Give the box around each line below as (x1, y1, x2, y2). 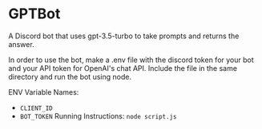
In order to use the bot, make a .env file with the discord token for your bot (8, 55, 254, 64)
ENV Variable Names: (8, 87, 79, 96)
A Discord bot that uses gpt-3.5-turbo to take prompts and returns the (8, 31, 240, 41)
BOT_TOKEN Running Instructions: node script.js (19, 111, 177, 120)
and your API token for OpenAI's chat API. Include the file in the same (8, 63, 238, 72)
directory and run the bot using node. (8, 72, 132, 81)
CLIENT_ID (19, 104, 54, 112)
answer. (8, 39, 34, 49)
